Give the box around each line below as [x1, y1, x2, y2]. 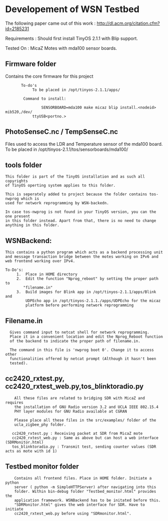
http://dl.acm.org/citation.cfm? [96, 20, 160, 26]
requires [5, 400, 24, 405]
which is [21, 196, 39, 201]
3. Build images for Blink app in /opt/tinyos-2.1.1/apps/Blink [16, 290, 156, 295]
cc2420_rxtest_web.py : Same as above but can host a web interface [12, 435, 158, 440]
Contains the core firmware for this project [5, 73, 94, 79]
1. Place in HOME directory [16, 272, 78, 277]
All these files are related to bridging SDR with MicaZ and [14, 395, 145, 400]
